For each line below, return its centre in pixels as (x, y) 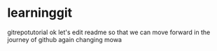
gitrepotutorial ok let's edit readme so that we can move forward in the (109, 32)
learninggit (40, 13)
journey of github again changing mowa (65, 39)
